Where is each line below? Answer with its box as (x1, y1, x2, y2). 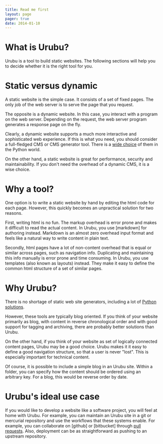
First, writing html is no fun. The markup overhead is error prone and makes (5, 220, 157, 225)
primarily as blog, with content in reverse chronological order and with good (5, 319, 157, 324)
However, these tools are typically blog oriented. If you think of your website (5, 313, 158, 319)
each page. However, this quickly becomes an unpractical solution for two (5, 205, 154, 211)
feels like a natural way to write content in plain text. (5, 235, 109, 241)
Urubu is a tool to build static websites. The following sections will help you (5, 58, 156, 64)
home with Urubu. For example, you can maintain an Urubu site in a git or (5, 412, 152, 418)
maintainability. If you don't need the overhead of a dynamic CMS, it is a (5, 161, 149, 167)
